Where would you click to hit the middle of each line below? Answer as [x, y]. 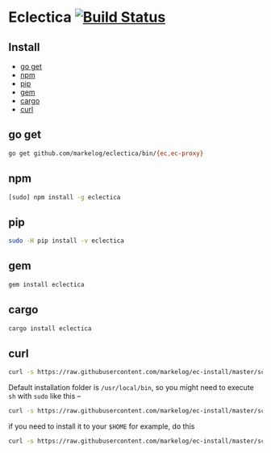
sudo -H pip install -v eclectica [67, 241]
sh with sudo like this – [45, 396]
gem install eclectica [46, 284]
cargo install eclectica [50, 328]
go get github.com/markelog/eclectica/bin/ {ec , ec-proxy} [106, 153]
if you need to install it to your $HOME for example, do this [102, 426]
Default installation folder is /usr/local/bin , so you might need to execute [131, 388]
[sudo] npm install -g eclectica [65, 197]
